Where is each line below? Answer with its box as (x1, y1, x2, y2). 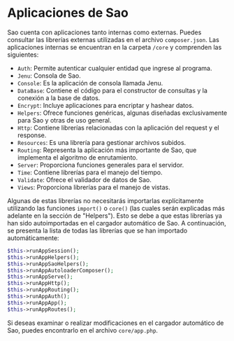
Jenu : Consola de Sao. (17, 71, 82, 80)
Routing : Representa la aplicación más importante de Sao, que (17, 146, 197, 154)
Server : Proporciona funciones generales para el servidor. (17, 160, 184, 169)
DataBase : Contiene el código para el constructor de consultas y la (17, 86, 208, 95)
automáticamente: (7, 233, 59, 242)
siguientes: (7, 50, 39, 59)
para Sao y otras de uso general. (17, 116, 112, 124)
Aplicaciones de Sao (7, 5, 129, 21)
